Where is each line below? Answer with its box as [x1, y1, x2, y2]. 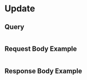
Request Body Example [4, 45, 77, 53]
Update [4, 3, 35, 14]
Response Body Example [4, 67, 82, 76]
